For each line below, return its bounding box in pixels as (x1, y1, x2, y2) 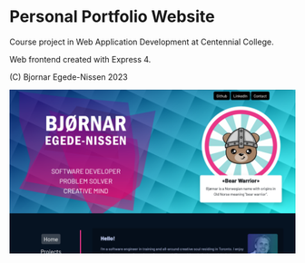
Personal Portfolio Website (9, 6, 215, 27)
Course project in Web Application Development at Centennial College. (9, 36, 274, 47)
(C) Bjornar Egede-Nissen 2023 (9, 71, 129, 83)
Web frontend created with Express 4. (9, 54, 152, 64)
